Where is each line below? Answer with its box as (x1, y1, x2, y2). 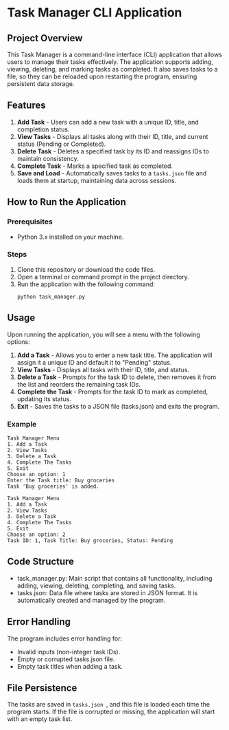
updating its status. (16, 394, 72, 403)
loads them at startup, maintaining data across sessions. (16, 176, 177, 184)
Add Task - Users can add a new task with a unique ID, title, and (16, 118, 199, 126)
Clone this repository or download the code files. (16, 265, 156, 273)
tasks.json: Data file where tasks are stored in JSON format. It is (16, 588, 197, 597)
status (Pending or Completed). (16, 140, 106, 148)
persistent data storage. (7, 80, 75, 87)
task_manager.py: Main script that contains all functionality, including (16, 574, 213, 582)
